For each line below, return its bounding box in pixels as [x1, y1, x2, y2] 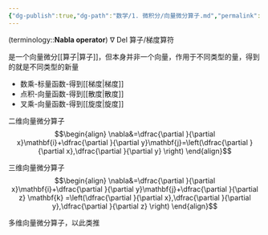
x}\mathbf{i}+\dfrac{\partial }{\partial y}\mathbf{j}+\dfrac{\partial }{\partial [11, 184, 258, 193]
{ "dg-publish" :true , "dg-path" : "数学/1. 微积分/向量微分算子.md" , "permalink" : [8, 11, 262, 20]
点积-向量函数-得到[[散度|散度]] [19, 89, 124, 99]
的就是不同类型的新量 [8, 62, 79, 71]
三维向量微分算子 [8, 162, 65, 172]
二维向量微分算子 [8, 115, 65, 125]
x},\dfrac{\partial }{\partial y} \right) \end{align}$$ [66, 146, 232, 156]
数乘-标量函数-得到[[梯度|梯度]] [19, 79, 124, 88]
